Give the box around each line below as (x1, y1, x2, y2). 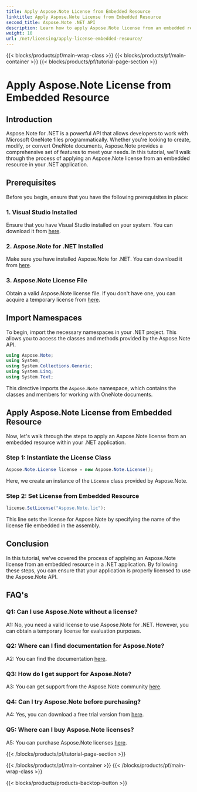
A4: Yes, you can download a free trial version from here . (6, 711, 144, 718)
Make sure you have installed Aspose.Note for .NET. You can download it (6, 255, 183, 262)
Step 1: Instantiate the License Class (6, 453, 111, 462)
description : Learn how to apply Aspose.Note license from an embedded (6, 25, 185, 31)
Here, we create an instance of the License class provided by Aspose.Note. (6, 477, 188, 484)
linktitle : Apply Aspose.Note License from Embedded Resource (6, 14, 161, 20)
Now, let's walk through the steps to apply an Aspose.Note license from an (6, 432, 186, 439)
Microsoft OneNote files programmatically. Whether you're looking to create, (6, 136, 191, 143)
